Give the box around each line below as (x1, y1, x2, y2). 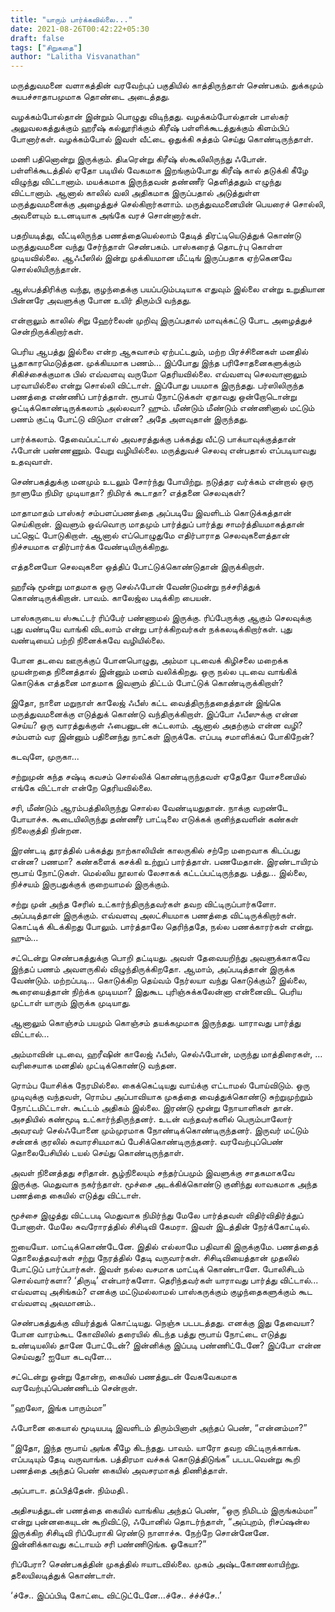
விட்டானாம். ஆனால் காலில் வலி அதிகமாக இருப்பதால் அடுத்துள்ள (10, 187, 260, 199)
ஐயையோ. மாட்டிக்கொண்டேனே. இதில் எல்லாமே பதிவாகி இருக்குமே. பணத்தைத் (10, 1241, 319, 1253)
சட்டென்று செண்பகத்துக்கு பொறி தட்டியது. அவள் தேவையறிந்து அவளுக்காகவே (10, 952, 310, 964)
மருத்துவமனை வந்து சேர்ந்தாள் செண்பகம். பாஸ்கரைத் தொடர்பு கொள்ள (10, 241, 283, 253)
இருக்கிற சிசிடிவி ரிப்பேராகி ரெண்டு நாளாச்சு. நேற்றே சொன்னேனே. (10, 1527, 270, 1539)
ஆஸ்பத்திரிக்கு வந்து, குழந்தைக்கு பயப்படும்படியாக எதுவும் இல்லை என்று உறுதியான (10, 283, 325, 295)
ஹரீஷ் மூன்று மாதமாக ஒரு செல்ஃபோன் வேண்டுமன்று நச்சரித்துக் (10, 581, 261, 593)
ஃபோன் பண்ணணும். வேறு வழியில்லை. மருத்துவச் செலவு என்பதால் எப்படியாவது (10, 444, 317, 456)
